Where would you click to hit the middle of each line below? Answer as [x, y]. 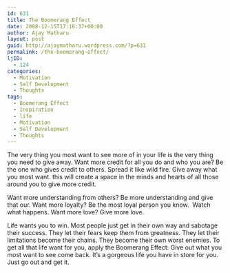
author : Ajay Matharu [38, 33]
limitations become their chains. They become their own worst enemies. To [114, 240]
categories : [24, 71]
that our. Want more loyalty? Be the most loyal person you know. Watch [109, 205]
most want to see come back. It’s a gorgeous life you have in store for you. [113, 255]
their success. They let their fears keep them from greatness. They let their [113, 233]
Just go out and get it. [39, 262]
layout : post [26, 39]
